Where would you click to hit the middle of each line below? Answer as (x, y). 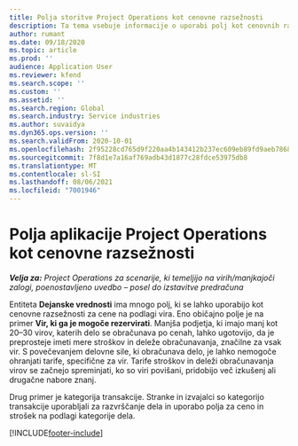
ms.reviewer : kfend (45, 75)
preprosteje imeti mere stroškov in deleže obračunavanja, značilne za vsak (145, 341)
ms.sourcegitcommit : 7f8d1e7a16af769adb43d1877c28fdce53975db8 (129, 157)
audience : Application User (61, 67)
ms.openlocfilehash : (47, 149)
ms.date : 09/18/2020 (47, 42)
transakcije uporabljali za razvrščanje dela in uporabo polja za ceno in (137, 406)
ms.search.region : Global (57, 108)
